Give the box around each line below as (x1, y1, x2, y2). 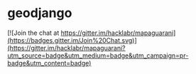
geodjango (7, 5, 72, 21)
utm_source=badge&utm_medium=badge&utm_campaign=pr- (7, 51, 189, 60)
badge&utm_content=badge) (7, 58, 92, 67)
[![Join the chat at (7, 28, 60, 37)
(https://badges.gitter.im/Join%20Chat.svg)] (7, 36, 137, 44)
